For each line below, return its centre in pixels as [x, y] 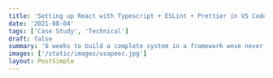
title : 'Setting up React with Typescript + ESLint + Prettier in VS [129, 16]
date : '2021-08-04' [41, 24]
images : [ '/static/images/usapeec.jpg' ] [78, 54]
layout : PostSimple [41, 62]
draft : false [30, 39]
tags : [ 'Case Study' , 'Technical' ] [69, 31]
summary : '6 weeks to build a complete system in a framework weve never [136, 46]
